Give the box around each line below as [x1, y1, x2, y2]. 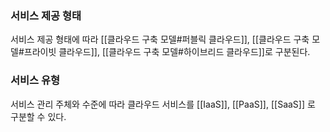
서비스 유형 [10, 73, 61, 87]
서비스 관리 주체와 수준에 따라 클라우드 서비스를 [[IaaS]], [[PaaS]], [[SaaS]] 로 [10, 98, 316, 110]
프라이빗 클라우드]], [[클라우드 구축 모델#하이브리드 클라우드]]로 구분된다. [23, 46, 311, 58]
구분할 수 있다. [10, 110, 67, 122]
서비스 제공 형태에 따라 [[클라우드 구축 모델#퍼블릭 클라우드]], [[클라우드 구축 [10, 33, 310, 46]
